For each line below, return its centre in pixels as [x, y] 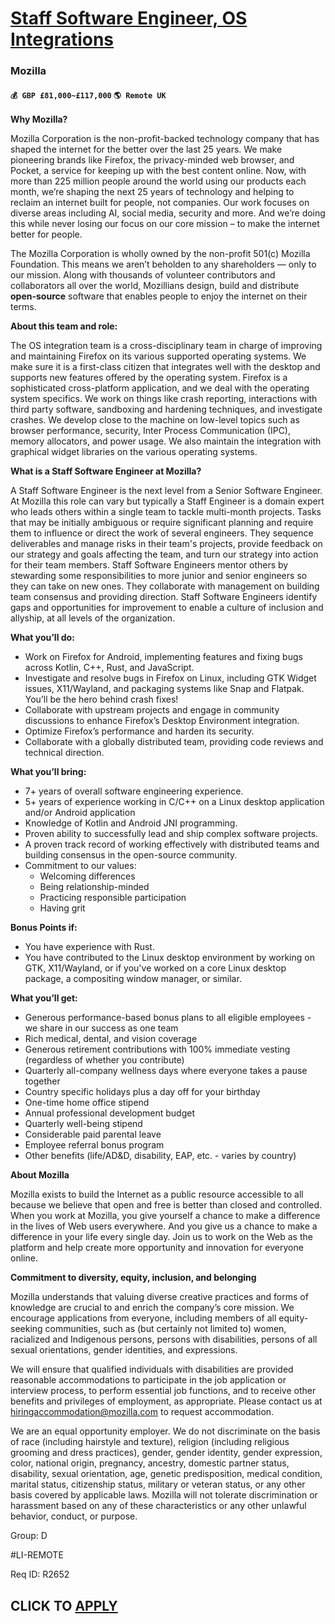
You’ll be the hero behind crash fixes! [101, 699]
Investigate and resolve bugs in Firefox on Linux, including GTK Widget [170, 678]
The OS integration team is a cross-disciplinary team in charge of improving [166, 346]
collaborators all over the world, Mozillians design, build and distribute [155, 286]
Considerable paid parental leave [93, 1134]
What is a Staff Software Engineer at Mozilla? [106, 471]
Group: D [29, 1536]
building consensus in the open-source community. [131, 855]
